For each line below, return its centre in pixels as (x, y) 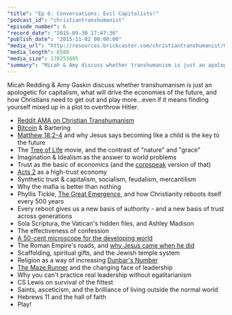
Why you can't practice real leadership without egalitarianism (104, 275)
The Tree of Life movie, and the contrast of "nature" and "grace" (109, 150)
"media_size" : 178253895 (43, 59)
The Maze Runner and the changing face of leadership (95, 267)
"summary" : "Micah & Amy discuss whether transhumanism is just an (106, 65)
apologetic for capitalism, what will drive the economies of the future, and (112, 92)
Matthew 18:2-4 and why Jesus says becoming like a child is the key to (118, 135)
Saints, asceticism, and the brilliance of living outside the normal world (118, 289)
